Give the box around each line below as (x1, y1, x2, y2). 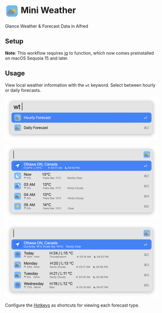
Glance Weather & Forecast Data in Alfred (5, 23, 88, 29)
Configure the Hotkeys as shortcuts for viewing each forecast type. (5, 302, 140, 308)
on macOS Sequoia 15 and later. (5, 55, 69, 61)
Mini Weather (20, 5, 76, 16)
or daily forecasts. (5, 87, 41, 93)
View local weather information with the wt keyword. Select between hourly (5, 82, 156, 88)
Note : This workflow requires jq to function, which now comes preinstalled (5, 50, 154, 56)
